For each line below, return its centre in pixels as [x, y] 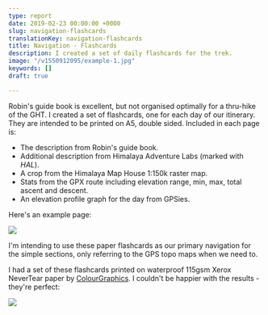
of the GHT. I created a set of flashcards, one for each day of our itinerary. [132, 115]
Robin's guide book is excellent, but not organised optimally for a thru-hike [132, 106]
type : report [30, 16]
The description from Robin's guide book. [89, 147]
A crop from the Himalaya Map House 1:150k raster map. [114, 173]
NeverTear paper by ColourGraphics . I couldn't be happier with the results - [134, 278]
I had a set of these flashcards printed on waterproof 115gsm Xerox [120, 269]
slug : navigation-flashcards [57, 31]
